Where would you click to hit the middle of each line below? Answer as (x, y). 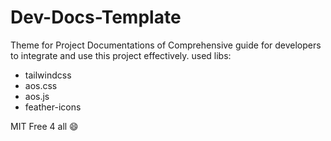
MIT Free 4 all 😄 (44, 126)
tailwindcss (48, 75)
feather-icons (53, 107)
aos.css (41, 85)
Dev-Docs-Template (96, 17)
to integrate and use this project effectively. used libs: (121, 55)
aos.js (37, 96)
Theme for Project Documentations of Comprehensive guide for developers (166, 45)
